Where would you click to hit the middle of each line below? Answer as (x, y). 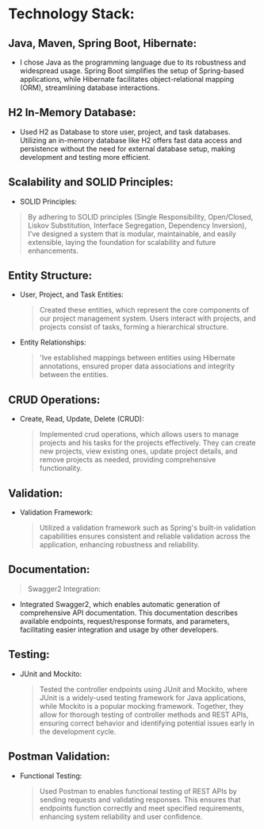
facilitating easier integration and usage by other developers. (119, 629)
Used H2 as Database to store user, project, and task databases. (125, 131)
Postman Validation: (59, 757)
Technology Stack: (71, 14)
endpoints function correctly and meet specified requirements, (142, 808)
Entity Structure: (50, 276)
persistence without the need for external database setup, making (127, 149)
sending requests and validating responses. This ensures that (140, 800)
